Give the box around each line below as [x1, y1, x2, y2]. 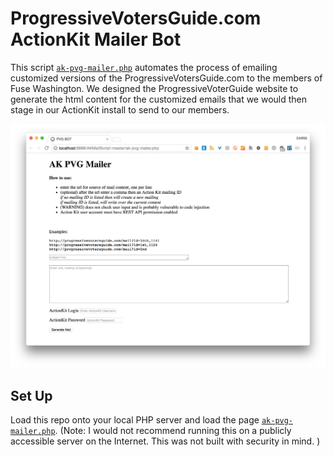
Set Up [10, 387, 53, 404]
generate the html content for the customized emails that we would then [10, 93, 308, 105]
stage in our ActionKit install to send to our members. [10, 103, 230, 116]
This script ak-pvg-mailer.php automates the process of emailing [10, 61, 278, 73]
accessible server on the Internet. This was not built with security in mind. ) [10, 435, 321, 447]
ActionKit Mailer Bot [10, 28, 182, 51]
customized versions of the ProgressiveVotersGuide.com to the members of [10, 72, 323, 84]
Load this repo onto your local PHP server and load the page [10, 414, 260, 426]
